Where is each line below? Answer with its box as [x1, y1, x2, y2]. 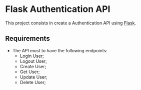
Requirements [5, 34, 50, 43]
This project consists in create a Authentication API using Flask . [5, 20, 136, 26]
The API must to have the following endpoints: [12, 47, 107, 53]
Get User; [19, 69, 40, 75]
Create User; [19, 63, 46, 69]
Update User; [19, 74, 48, 80]
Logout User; [19, 58, 47, 64]
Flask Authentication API [5, 3, 110, 15]
